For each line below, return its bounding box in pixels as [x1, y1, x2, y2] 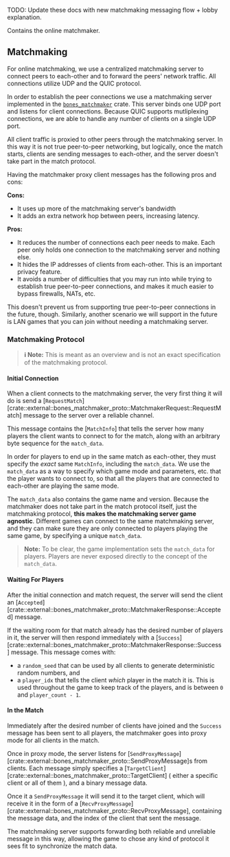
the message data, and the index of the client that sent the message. [7, 814, 201, 822]
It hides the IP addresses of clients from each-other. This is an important [16, 260, 222, 268]
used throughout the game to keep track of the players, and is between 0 [16, 683, 224, 691]
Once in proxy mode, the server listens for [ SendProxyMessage [7, 749, 180, 757]
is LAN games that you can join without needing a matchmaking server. [7, 317, 209, 325]
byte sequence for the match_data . [7, 440, 104, 448]
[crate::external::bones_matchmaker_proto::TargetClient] [7, 771, 168, 779]
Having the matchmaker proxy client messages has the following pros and [7, 170, 216, 178]
